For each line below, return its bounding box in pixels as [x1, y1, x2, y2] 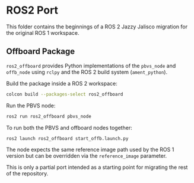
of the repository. [6, 170, 49, 177]
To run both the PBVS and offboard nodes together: [6, 124, 132, 131]
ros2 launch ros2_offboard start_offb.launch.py [6, 135, 129, 142]
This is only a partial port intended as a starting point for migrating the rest [6, 164, 188, 171]
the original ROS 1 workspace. [6, 29, 79, 36]
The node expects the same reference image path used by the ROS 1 [6, 146, 174, 153]
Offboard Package [6, 47, 75, 57]
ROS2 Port [6, 4, 58, 17]
